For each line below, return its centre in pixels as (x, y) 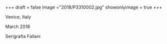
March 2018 (18, 26)
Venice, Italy (18, 17)
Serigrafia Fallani (23, 36)
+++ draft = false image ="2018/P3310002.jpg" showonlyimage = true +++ (84, 7)
